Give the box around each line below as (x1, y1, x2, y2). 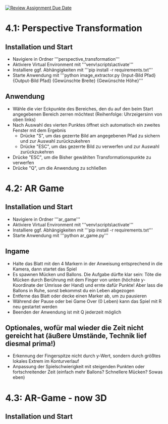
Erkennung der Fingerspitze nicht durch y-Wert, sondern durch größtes (12, 353, 161, 359)
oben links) (12, 117, 36, 123)
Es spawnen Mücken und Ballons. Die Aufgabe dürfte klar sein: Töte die (12, 271, 161, 277)
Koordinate (12, 282, 36, 288)
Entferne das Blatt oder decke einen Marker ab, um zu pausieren (12, 293, 147, 299)
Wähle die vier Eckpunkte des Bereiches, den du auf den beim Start (12, 105, 153, 111)
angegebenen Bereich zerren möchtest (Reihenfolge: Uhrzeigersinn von (12, 111, 162, 117)
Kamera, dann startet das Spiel (12, 266, 77, 272)
